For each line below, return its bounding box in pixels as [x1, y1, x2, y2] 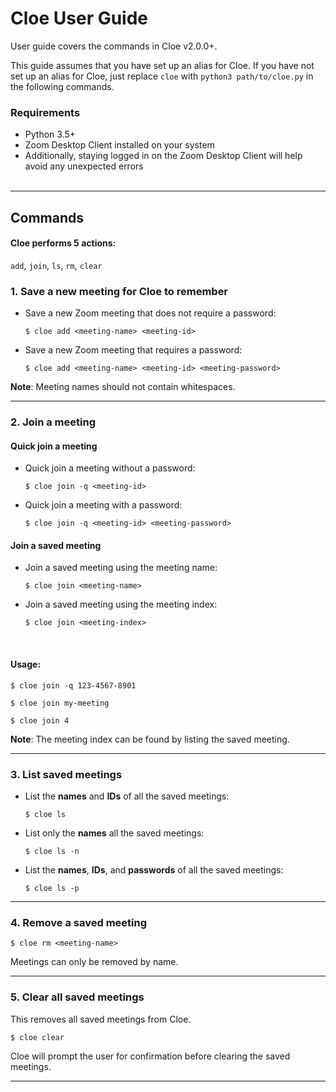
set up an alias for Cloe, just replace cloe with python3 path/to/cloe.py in [10, 70, 314, 82]
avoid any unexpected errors [24, 160, 144, 172]
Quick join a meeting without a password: [24, 462, 196, 474]
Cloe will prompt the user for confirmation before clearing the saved [10, 1050, 291, 1062]
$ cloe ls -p [24, 883, 80, 893]
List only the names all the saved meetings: [24, 827, 205, 839]
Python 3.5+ [24, 128, 77, 141]
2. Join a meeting [10, 415, 96, 429]
